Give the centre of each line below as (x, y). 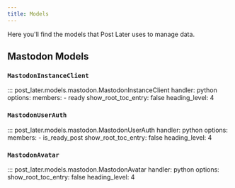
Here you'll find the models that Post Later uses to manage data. (101, 34)
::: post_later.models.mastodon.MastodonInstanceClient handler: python (112, 90)
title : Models (28, 14)
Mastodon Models (48, 56)
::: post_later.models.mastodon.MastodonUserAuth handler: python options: (117, 130)
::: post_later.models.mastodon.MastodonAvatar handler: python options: (113, 169)
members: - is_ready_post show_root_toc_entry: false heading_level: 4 (110, 137)
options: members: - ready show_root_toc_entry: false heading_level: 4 (111, 98)
